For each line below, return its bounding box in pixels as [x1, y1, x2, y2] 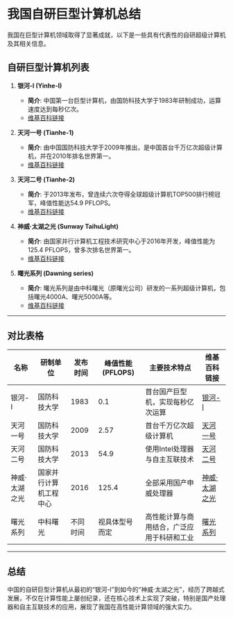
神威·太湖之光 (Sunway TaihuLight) [17, 222, 119, 230]
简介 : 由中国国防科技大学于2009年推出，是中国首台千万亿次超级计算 [27, 143, 223, 151]
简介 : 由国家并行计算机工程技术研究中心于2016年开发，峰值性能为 [27, 237, 216, 245]
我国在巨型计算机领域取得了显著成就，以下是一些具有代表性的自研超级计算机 [7, 31, 226, 39]
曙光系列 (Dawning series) [17, 269, 94, 277]
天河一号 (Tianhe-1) [17, 128, 74, 136]
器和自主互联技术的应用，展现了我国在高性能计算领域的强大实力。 [7, 602, 196, 611]
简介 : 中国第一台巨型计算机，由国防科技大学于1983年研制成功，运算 [27, 96, 222, 104]
